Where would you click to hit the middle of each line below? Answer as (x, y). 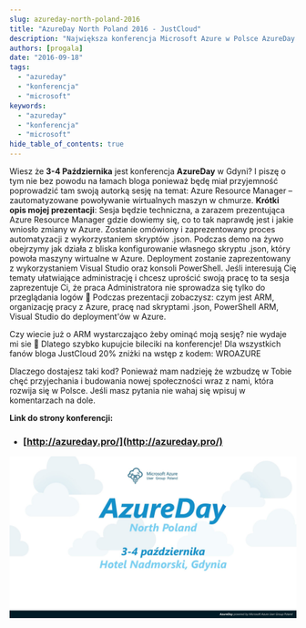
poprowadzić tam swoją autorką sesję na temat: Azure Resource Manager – (151, 190)
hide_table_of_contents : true (67, 144)
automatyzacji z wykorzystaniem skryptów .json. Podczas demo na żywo (147, 239)
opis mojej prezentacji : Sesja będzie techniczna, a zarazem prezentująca (147, 210)
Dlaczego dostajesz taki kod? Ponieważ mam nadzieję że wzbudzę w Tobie (151, 371)
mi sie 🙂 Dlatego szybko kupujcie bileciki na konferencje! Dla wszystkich (145, 344)
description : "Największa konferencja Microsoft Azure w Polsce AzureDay (153, 38)
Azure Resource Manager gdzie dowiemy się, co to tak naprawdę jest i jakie (152, 220)
